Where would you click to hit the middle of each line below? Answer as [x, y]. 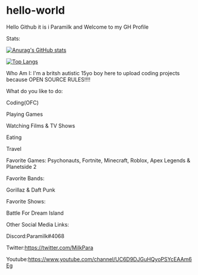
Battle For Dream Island [35, 213]
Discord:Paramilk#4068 [35, 236]
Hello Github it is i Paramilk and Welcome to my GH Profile [78, 27]
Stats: [13, 38]
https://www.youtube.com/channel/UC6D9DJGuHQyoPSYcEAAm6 [110, 259]
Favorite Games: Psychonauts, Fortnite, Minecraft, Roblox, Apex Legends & [98, 160]
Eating [14, 137]
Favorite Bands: [25, 178]
